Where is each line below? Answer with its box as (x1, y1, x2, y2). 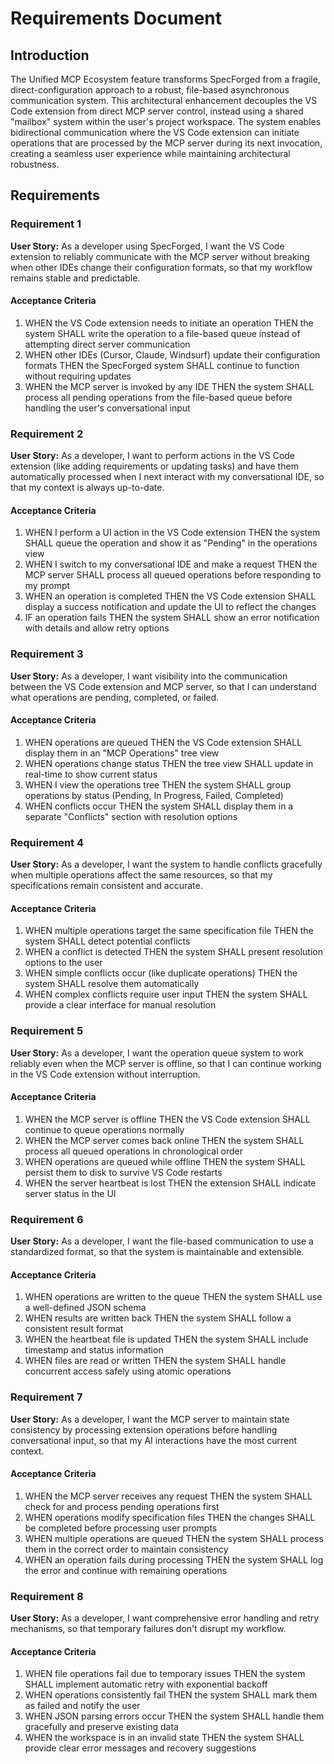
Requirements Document (10, 7, 223, 30)
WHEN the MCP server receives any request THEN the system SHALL (24, 1490, 313, 1502)
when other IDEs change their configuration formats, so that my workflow (10, 261, 313, 273)
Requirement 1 (10, 217, 82, 231)
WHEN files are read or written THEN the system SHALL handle (24, 1355, 287, 1367)
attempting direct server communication (24, 338, 191, 350)
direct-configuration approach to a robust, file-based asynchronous (10, 84, 290, 96)
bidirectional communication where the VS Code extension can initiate (10, 127, 300, 138)
